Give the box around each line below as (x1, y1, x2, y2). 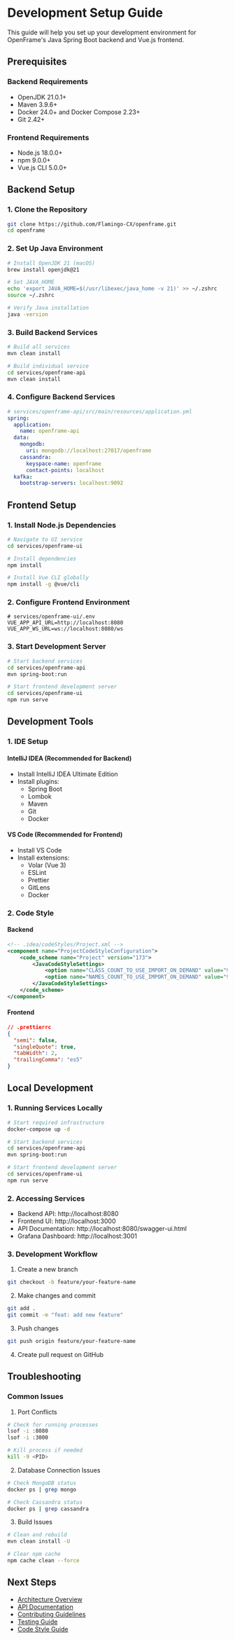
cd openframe (7, 227, 45, 234)
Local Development (7, 1082, 94, 1094)
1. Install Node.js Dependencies (7, 520, 117, 530)
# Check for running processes (7, 1421, 99, 1428)
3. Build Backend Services (7, 327, 98, 337)
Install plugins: (17, 777, 59, 785)
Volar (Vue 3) (27, 860, 66, 869)
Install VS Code (17, 846, 62, 854)
